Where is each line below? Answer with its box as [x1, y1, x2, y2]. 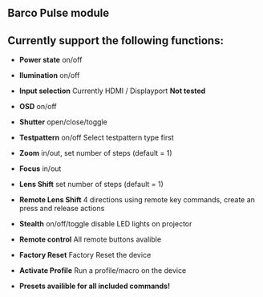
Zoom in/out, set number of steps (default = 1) [18, 148, 173, 158]
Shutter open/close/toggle [18, 117, 107, 127]
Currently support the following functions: [7, 34, 224, 47]
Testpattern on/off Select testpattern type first [18, 132, 174, 143]
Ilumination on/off [18, 71, 80, 80]
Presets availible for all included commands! [18, 281, 170, 291]
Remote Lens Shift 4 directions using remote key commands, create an [18, 195, 256, 205]
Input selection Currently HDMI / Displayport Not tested [18, 86, 206, 96]
